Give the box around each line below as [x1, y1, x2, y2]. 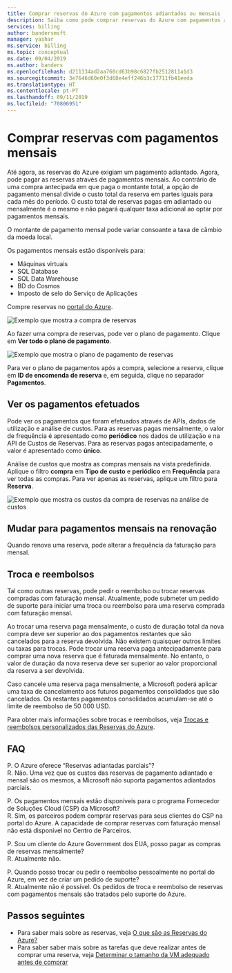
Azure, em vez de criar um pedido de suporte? [7, 875, 139, 884]
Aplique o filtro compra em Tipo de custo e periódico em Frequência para [7, 467, 220, 475]
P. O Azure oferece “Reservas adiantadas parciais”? [7, 762, 155, 770]
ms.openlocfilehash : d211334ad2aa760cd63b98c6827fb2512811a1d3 [7, 68, 193, 75]
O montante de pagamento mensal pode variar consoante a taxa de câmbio [7, 225, 222, 234]
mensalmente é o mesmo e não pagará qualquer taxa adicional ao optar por [7, 204, 223, 213]
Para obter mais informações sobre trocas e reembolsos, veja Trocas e [7, 715, 209, 724]
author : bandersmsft [7, 29, 67, 37]
